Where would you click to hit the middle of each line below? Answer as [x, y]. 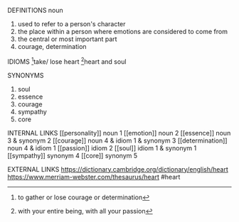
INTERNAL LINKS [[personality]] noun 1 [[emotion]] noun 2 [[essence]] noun [119, 133]
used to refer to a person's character [71, 24]
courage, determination [52, 46]
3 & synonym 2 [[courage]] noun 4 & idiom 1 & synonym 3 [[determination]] [117, 140]
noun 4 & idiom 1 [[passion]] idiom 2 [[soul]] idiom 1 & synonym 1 [102, 148]
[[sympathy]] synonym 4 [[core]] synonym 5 [73, 155]
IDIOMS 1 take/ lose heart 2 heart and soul [67, 61]
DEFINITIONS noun [36, 10]
